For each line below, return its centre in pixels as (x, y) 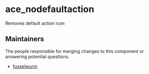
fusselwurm (25, 66)
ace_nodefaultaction (50, 9)
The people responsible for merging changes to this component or (75, 51)
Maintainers (25, 39)
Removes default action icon (35, 23)
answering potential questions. (37, 56)
